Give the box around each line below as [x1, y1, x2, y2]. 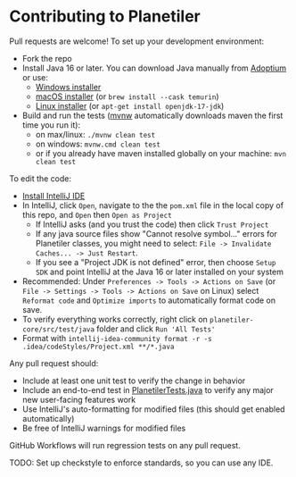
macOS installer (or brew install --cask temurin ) [35, 91, 220, 102]
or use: [21, 71, 49, 82]
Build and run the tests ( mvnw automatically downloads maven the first [21, 110, 284, 121]
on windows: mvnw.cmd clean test [35, 138, 160, 149]
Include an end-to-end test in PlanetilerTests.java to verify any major [21, 384, 274, 395]
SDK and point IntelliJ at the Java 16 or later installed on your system [35, 266, 284, 277]
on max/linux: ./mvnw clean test [35, 129, 156, 139]
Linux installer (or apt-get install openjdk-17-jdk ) [35, 100, 225, 111]
